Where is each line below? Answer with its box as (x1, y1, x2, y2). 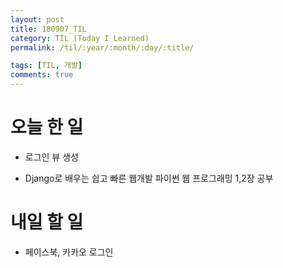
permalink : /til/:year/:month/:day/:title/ (10, 42, 195, 53)
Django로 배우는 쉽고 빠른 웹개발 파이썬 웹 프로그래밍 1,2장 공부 (24, 172, 274, 184)
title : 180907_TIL (10, 24, 87, 34)
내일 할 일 (10, 211, 84, 234)
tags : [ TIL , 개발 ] (10, 61, 83, 71)
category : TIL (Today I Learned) (10, 33, 150, 43)
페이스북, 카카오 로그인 (24, 246, 114, 258)
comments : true (10, 70, 74, 80)
